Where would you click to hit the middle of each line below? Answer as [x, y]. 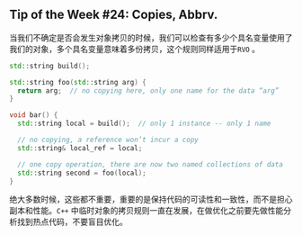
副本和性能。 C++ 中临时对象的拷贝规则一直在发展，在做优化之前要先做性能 [147, 211]
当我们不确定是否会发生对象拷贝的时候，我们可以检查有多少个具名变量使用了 [151, 37]
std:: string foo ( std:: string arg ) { [78, 82]
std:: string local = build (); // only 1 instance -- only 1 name [144, 124]
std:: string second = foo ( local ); [82, 173]
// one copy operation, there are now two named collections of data [150, 164]
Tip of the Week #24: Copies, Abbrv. [114, 15]
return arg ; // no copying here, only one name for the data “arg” [148, 90]
